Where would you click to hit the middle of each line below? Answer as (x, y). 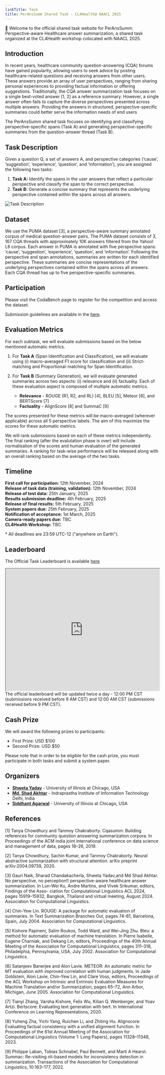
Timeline (19, 471)
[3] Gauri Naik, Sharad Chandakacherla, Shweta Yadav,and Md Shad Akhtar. (82, 875)
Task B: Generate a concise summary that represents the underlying (81, 189)
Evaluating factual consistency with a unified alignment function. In (72, 1026)
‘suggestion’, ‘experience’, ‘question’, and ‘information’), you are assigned (78, 165)
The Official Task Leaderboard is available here (52, 561)
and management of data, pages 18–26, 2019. (51, 846)
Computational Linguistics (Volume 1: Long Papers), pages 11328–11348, (77, 1037)
